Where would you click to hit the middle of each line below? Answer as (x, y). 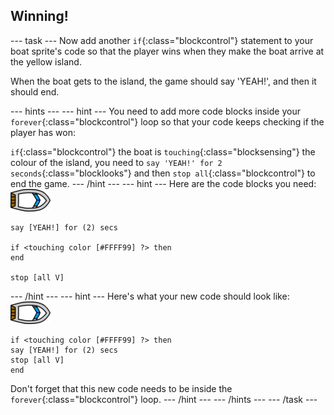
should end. (35, 91)
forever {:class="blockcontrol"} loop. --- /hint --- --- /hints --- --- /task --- (164, 399)
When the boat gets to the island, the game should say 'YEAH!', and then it (163, 81)
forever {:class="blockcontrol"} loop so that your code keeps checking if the (167, 121)
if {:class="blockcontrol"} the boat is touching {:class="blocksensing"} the (163, 151)
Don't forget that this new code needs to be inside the (121, 388)
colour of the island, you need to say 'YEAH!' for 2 (116, 162)
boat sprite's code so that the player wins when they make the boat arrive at (167, 51)
